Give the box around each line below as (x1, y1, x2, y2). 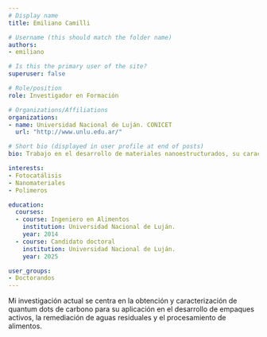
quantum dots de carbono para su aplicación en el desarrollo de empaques (8, 304, 254, 314)
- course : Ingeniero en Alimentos (15, 215, 130, 223)
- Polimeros (8, 186, 48, 195)
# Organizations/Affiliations (8, 106, 109, 114)
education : (8, 200, 44, 209)
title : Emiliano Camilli (8, 19, 91, 27)
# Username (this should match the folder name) (8, 33, 172, 41)
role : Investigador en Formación (8, 91, 119, 99)
